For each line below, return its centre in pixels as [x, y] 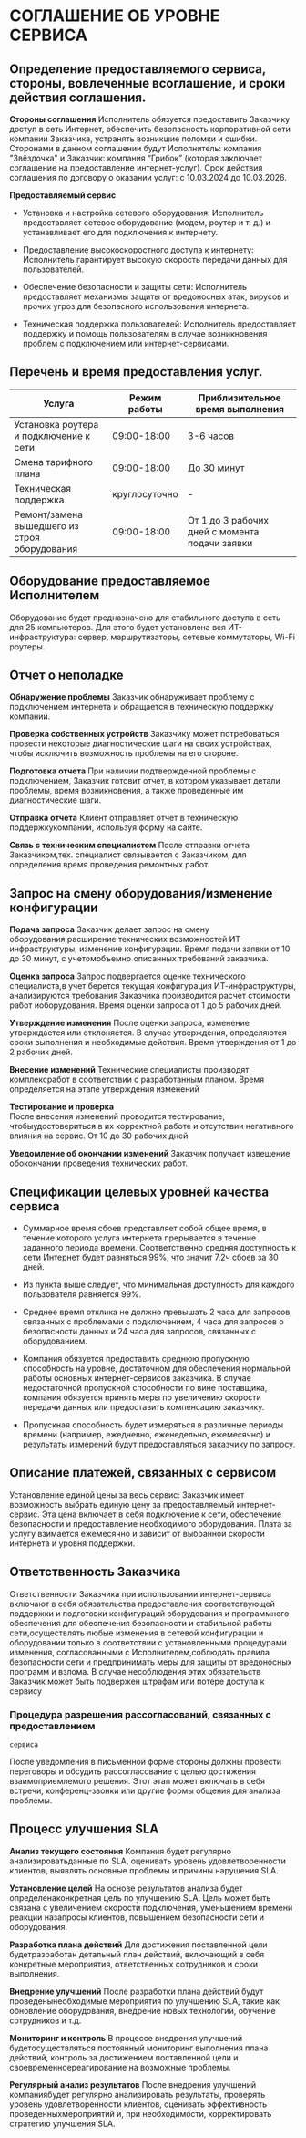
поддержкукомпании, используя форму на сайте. [106, 827]
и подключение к [52, 436]
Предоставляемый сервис [63, 195]
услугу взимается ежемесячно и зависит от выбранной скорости [138, 1533]
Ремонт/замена [49, 514]
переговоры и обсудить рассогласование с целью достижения [133, 1771]
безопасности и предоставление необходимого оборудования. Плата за [151, 1523]
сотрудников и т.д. [46, 2020]
